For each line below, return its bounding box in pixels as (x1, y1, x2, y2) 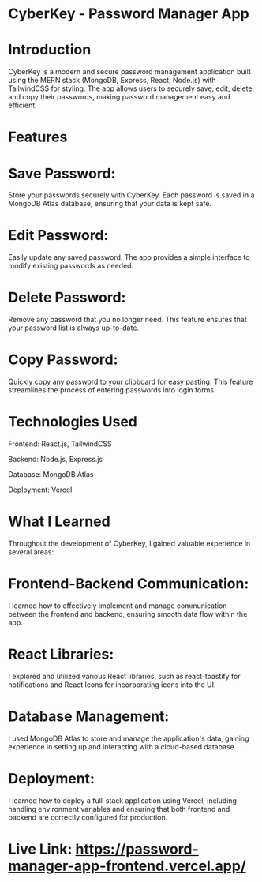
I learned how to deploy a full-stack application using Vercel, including (8, 795, 237, 805)
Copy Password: (8, 351, 118, 369)
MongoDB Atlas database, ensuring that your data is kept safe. (8, 199, 211, 208)
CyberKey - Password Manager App (8, 5, 250, 23)
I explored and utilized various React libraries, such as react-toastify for (8, 671, 241, 681)
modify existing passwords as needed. (8, 261, 134, 271)
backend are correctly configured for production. (8, 813, 168, 822)
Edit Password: (8, 227, 109, 245)
